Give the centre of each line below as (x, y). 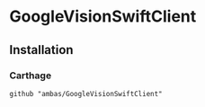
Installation (41, 50)
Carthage (31, 76)
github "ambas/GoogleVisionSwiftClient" (86, 94)
